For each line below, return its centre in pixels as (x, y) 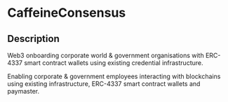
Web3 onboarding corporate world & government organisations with (106, 55)
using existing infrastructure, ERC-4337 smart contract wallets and (104, 84)
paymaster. (24, 91)
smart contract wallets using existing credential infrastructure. (114, 63)
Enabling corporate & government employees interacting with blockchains (114, 76)
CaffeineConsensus (67, 13)
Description (33, 39)
